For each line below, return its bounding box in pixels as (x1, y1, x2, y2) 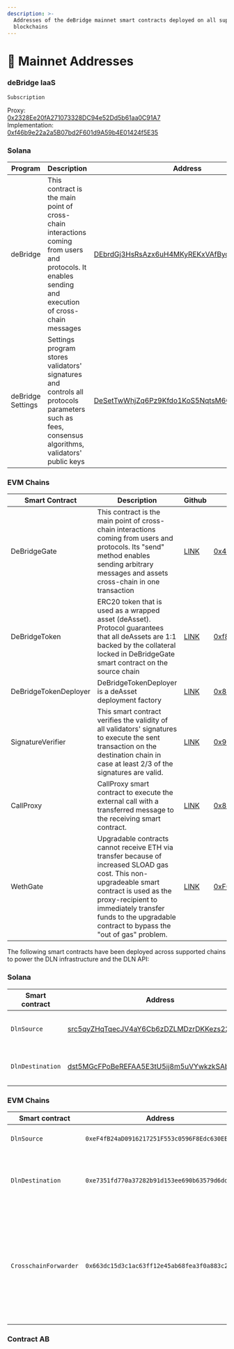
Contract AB (7, 1334, 50, 1343)
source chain (97, 667, 140, 677)
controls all (47, 387, 84, 397)
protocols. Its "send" (97, 542, 165, 552)
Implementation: (7, 121, 54, 129)
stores (47, 353, 68, 362)
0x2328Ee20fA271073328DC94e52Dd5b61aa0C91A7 (7, 113, 161, 122)
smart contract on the (97, 658, 169, 668)
